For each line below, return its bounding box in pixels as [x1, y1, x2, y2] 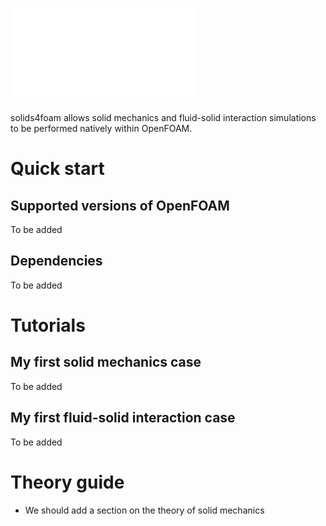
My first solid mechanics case [10, 354, 202, 371]
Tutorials [10, 314, 86, 337]
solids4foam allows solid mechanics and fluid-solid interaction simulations [10, 112, 317, 123]
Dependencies [10, 253, 103, 270]
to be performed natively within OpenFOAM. [10, 123, 193, 134]
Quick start [10, 158, 105, 180]
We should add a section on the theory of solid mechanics [24, 504, 265, 516]
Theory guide [10, 471, 125, 493]
